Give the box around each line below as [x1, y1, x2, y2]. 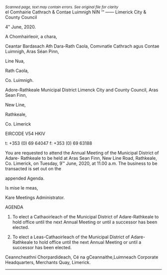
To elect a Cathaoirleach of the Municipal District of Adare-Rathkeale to [12, 214, 159, 219]
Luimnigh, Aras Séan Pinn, [5, 49, 59, 54]
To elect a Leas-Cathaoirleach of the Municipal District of [12, 234, 130, 240]
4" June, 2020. [5, 24, 36, 30]
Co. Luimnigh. [5, 77, 34, 83]
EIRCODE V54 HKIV [5, 131, 46, 137]
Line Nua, [5, 58, 25, 64]
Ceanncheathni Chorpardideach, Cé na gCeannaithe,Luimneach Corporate [5, 254, 159, 260]
